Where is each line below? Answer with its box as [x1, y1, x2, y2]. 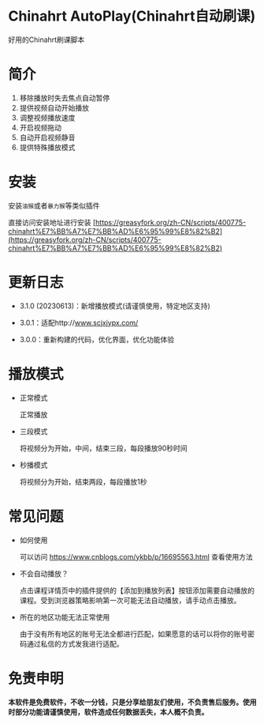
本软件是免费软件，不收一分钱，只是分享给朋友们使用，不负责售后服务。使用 [8, 697, 257, 707]
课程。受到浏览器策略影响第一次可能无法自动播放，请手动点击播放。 [19, 595, 241, 605]
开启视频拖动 [19, 123, 61, 132]
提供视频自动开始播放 [19, 103, 89, 112]
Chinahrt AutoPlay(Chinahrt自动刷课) [8, 7, 256, 25]
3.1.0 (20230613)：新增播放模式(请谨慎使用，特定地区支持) [19, 301, 210, 311]
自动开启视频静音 [19, 132, 76, 142]
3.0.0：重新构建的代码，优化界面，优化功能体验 [19, 334, 175, 344]
